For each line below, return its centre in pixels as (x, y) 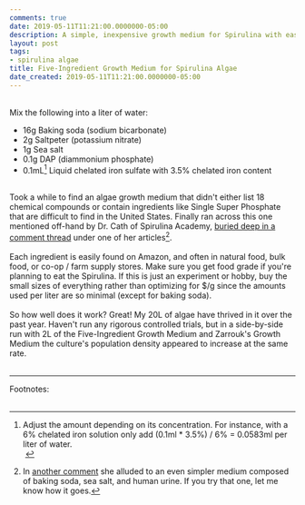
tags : (20, 52)
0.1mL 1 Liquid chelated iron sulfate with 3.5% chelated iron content (147, 169)
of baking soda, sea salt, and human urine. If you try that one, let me (150, 481)
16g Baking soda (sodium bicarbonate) (95, 130)
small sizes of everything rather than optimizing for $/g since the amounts (148, 286)
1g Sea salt (43, 149)
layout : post (34, 43)
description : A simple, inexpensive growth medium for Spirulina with (146, 35)
